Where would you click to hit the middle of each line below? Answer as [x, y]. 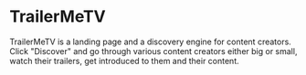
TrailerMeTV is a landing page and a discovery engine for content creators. [151, 42]
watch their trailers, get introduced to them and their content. [124, 61]
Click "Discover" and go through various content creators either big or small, [153, 51]
